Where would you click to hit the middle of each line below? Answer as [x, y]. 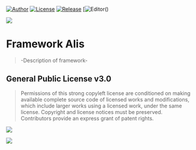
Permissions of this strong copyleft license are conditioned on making [105, 93]
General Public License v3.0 [59, 79]
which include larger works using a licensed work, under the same [101, 106]
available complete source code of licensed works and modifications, [105, 99]
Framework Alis [45, 44]
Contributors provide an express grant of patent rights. [87, 118]
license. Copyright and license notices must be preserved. [92, 112]
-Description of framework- [54, 60]
